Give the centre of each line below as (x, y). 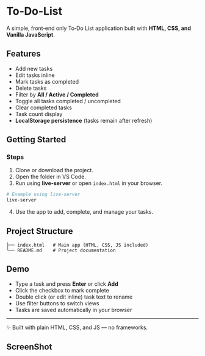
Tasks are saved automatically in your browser (74, 310)
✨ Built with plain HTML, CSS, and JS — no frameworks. (77, 327)
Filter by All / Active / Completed (57, 94)
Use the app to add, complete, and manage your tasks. (84, 212)
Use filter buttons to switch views (57, 303)
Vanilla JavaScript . (31, 34)
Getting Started (36, 140)
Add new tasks (34, 68)
